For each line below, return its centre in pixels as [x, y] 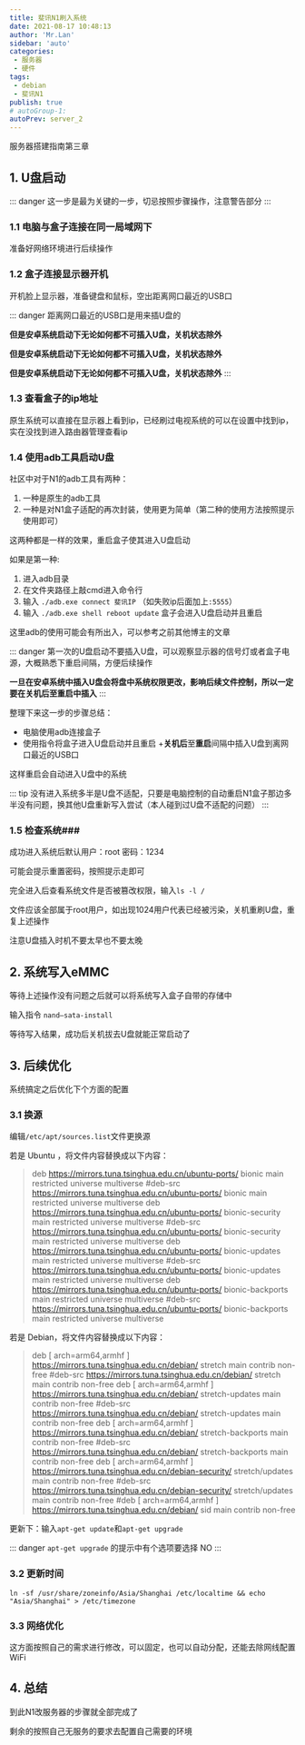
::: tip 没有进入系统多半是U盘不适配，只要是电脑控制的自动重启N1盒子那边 [147, 793]
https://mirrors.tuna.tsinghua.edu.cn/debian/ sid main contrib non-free [163, 1510]
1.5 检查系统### [44, 830]
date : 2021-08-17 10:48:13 [60, 26]
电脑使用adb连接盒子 [62, 732]
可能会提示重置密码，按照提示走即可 [77, 871]
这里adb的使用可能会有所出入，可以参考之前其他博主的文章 [120, 632]
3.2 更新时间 [37, 1574]
